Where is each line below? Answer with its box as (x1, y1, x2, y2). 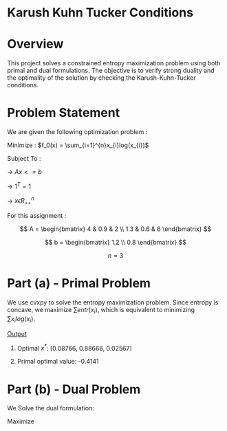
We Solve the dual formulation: (7, 404, 94, 412)
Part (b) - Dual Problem (7, 382, 141, 397)
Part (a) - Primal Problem (7, 276, 151, 291)
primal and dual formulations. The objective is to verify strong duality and (7, 67, 215, 75)
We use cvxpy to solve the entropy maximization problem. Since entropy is (7, 298, 219, 307)
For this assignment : (7, 212, 67, 220)
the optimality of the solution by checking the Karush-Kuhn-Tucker (7, 74, 196, 82)
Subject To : (7, 155, 41, 163)
